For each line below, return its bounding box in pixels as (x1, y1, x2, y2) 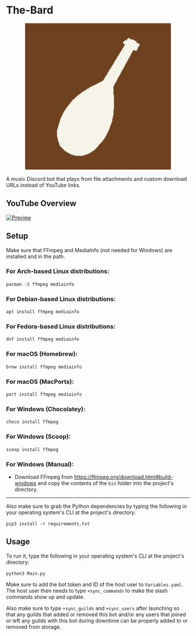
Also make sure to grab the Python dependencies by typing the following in (6, 503, 187, 510)
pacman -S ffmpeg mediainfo (6, 281, 75, 287)
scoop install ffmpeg (6, 446, 59, 452)
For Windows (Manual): (6, 460, 74, 468)
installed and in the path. (6, 253, 65, 260)
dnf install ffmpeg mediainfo (6, 336, 80, 342)
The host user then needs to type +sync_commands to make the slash (6, 587, 168, 594)
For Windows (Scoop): (6, 432, 71, 441)
